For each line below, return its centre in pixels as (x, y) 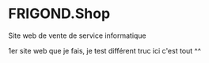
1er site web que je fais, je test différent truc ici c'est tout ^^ (105, 50)
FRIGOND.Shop (59, 14)
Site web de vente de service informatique (77, 35)
